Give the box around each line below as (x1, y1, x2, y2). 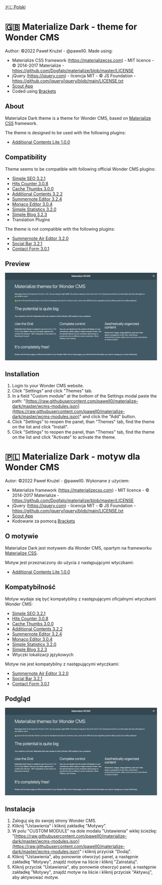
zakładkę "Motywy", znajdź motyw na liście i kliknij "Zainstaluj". (12, 859, 138, 865)
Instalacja (5, 805, 35, 813)
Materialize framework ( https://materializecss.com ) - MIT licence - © (12, 487, 149, 493)
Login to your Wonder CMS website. (12, 383, 84, 389)
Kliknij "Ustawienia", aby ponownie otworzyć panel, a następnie (12, 854, 138, 860)
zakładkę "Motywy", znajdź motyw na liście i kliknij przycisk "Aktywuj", (12, 869, 153, 875)
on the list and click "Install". (12, 424, 68, 430)
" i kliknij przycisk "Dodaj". (79, 849, 132, 854)
